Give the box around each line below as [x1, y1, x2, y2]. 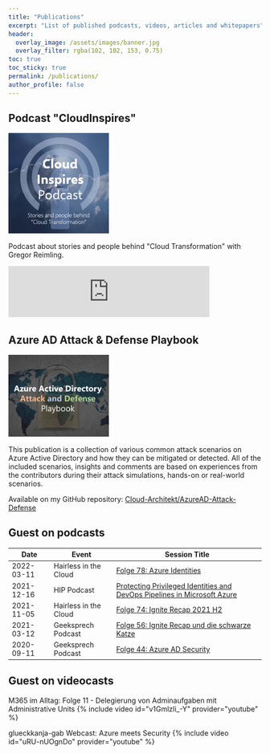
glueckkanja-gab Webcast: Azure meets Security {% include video [8, 728, 229, 738]
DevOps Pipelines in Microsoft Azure [116, 589, 237, 599]
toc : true [8, 55, 42, 63]
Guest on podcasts [8, 526, 105, 540]
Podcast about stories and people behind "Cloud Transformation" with [8, 242, 241, 251]
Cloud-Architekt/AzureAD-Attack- [125, 494, 237, 503]
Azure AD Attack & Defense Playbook [8, 333, 199, 347]
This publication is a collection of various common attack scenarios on [8, 444, 243, 454]
